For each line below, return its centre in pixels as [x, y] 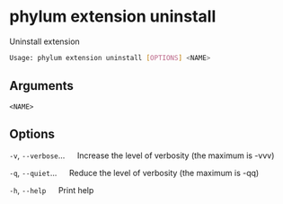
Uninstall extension [45, 41]
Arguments [42, 86]
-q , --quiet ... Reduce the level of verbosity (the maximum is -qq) [134, 173]
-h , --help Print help [52, 191]
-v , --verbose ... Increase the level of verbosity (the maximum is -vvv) [142, 155]
